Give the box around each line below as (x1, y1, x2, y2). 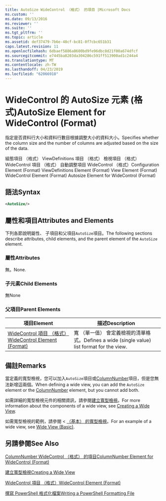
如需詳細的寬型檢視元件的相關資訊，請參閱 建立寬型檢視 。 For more (5, 397, 141, 403)
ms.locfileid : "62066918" (5, 72, 58, 77)
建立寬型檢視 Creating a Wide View (5, 469, 76, 475)
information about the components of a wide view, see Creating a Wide (5, 403, 150, 409)
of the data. (5, 145, 29, 151)
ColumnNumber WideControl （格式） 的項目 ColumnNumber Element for (5, 453, 154, 459)
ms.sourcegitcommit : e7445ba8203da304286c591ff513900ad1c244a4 (5, 53, 138, 58)
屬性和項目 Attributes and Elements (5, 216, 114, 225)
